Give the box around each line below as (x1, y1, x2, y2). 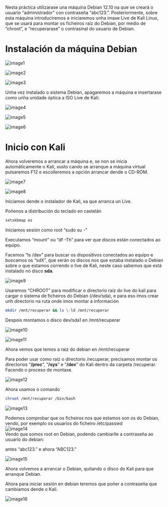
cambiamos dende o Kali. (5, 486, 58, 492)
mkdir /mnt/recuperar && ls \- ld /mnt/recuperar (5, 307, 109, 313)
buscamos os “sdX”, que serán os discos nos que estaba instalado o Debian (5, 257, 163, 263)
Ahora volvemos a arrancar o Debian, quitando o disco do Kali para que (5, 466, 154, 472)
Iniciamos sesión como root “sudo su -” (5, 227, 87, 233)
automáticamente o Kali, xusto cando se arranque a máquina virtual (5, 163, 146, 169)
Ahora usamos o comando (5, 386, 61, 392)
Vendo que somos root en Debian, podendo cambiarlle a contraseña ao (5, 431, 154, 437)
